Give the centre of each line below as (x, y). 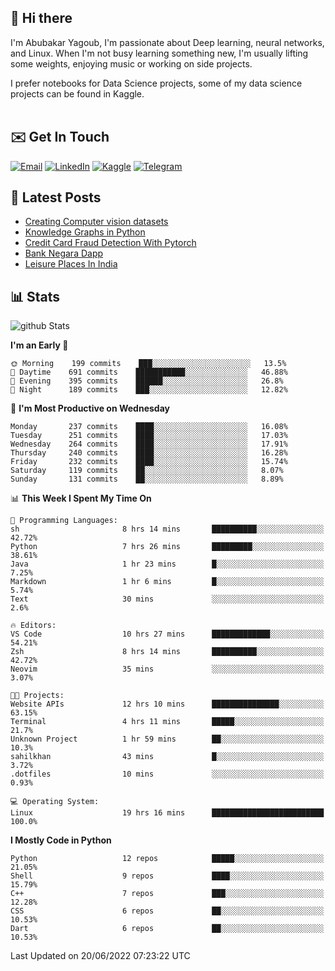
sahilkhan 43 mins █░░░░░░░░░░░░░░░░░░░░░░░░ (167, 757)
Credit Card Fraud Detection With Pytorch (110, 243)
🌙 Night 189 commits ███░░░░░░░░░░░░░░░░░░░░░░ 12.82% (149, 390)
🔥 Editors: (33, 626)
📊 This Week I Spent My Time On (81, 498)
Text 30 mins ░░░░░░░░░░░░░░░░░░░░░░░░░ (167, 599)
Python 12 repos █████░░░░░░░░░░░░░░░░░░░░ (167, 859)
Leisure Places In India (71, 264)
